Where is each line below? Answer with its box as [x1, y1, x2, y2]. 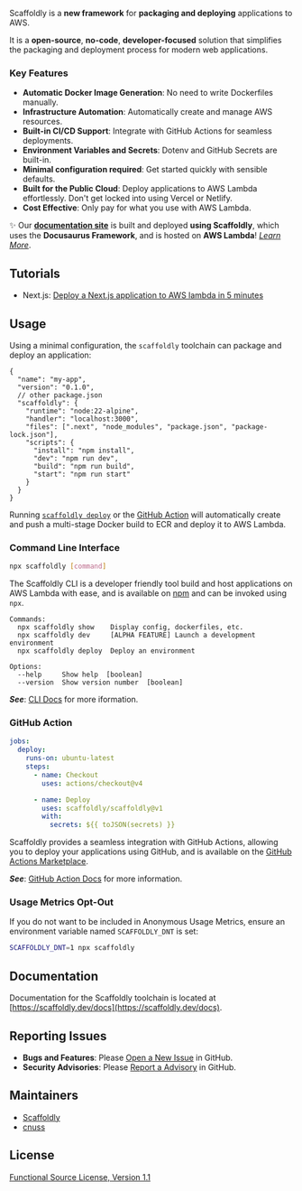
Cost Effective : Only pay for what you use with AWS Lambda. [22, 202, 252, 213]
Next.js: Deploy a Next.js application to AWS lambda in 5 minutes [22, 290, 264, 301]
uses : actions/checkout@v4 [41, 778, 143, 788]
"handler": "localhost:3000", [25, 414, 140, 423]
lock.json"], [9, 430, 59, 439]
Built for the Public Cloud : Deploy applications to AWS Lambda [22, 183, 258, 194]
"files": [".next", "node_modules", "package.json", [25, 422, 228, 432]
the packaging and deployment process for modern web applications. [9, 44, 269, 55]
